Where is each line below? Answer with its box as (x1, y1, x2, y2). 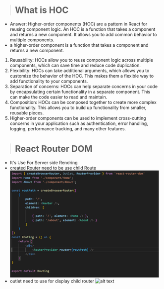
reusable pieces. (9, 109, 44, 116)
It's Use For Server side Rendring (9, 159, 78, 166)
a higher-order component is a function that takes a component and (9, 42, 149, 48)
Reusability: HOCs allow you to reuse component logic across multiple (9, 57, 154, 63)
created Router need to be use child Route (9, 165, 97, 171)
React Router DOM (14, 143, 93, 155)
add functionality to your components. (9, 78, 88, 84)
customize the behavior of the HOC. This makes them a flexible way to (9, 73, 154, 79)
